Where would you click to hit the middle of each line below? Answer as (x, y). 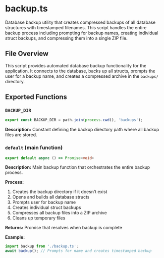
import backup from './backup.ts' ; (42, 246)
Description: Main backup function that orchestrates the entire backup (78, 167)
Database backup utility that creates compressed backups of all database (81, 22)
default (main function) (34, 148)
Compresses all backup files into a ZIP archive (59, 213)
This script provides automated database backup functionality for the (76, 65)
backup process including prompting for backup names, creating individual (82, 33)
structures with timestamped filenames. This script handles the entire (76, 27)
